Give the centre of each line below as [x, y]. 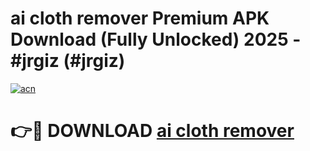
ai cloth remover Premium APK [140, 18]
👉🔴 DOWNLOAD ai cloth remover [152, 131]
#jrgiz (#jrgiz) [68, 61]
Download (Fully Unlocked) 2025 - [156, 39]
